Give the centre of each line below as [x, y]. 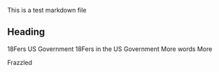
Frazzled [20, 62]
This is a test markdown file [47, 10]
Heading [26, 32]
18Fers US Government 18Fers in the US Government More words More [110, 49]
